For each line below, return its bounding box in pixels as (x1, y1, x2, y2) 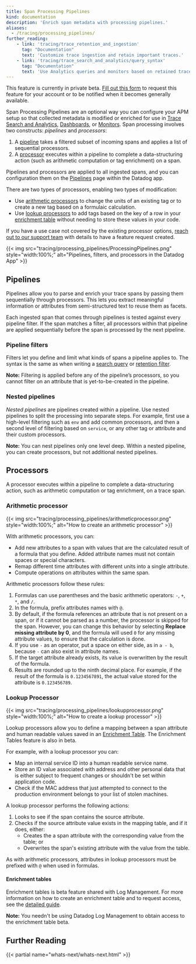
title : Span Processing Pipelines (6, 8, 90, 15)
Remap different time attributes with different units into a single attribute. (14, 563, 190, 570)
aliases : (6, 25, 27, 31)
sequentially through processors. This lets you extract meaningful (6, 297, 164, 304)
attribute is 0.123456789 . (14, 679, 72, 686)
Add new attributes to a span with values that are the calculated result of (14, 544, 190, 551)
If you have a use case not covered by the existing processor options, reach (6, 227, 188, 234)
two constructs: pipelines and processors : (6, 127, 107, 134)
